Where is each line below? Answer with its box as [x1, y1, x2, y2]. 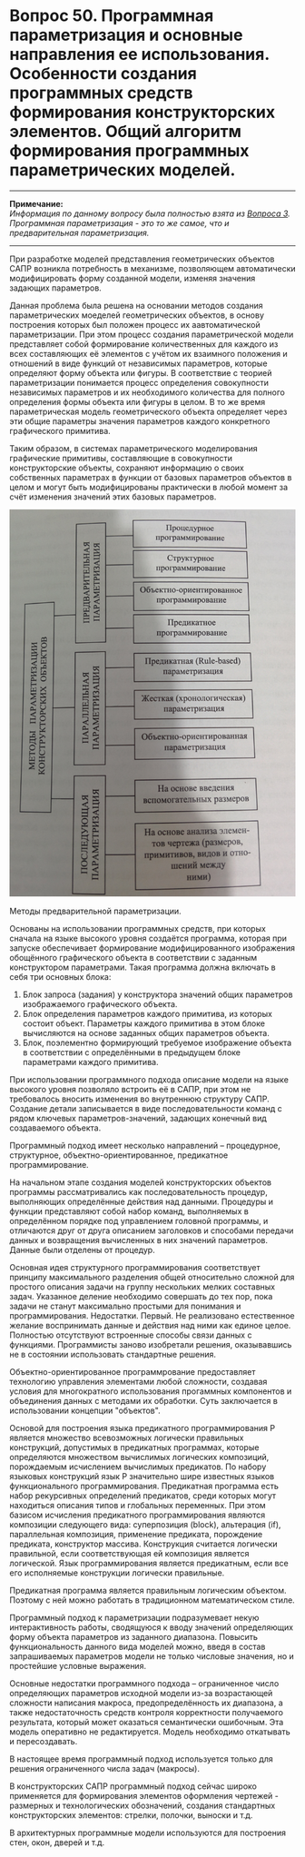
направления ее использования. [9, 44, 270, 64]
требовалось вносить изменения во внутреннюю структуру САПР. [9, 1093, 270, 1104]
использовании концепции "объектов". [9, 1405, 161, 1416]
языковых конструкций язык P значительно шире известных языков [9, 1470, 275, 1481]
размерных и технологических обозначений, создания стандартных [9, 1800, 276, 1811]
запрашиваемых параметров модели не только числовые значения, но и [9, 1650, 295, 1662]
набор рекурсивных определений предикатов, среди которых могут [9, 1490, 277, 1501]
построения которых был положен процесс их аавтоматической [9, 319, 261, 330]
